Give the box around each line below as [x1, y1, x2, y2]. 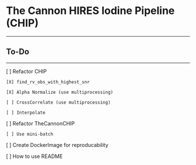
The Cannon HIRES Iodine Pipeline [6, 4, 175, 17]
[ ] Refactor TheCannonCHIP [6, 120, 75, 127]
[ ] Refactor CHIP [6, 68, 47, 75]
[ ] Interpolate [6, 110, 45, 115]
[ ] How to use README [6, 153, 63, 160]
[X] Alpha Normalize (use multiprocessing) [6, 89, 114, 95]
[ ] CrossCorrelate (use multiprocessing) [6, 99, 111, 106]
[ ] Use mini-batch [6, 131, 54, 137]
